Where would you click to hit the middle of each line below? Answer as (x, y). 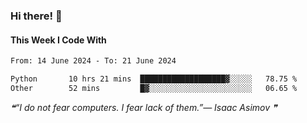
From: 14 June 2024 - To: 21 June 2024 (93, 61)
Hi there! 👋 (36, 16)
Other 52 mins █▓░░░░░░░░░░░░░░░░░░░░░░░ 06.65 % (154, 88)
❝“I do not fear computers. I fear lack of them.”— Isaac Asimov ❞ (144, 107)
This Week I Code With (58, 40)
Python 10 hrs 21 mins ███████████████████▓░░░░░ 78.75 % (154, 79)
